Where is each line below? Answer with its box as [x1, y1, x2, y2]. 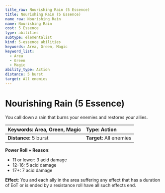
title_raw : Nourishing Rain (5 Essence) [5, 7, 90, 12]
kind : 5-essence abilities [5, 40, 61, 45]
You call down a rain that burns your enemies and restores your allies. [5, 114, 148, 120]
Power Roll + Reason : [5, 147, 50, 153]
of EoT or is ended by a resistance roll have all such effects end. [5, 182, 137, 188]
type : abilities [5, 30, 39, 35]
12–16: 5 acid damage [12, 162, 57, 168]
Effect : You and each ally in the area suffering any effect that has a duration [5, 177, 161, 183]
